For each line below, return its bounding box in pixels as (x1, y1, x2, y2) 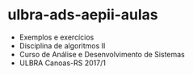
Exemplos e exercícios (19, 32, 94, 42)
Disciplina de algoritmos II (19, 40, 106, 50)
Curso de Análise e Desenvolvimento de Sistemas (19, 49, 185, 59)
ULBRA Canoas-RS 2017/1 (19, 58, 107, 68)
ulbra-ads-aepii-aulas (7, 6, 158, 24)
